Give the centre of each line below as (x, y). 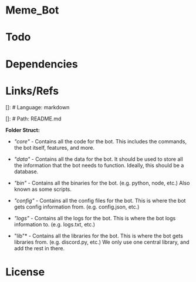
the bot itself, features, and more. (54, 147)
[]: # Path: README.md (33, 119)
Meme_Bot (32, 10)
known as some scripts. (43, 189)
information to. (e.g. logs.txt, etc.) (54, 224)
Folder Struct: (23, 130)
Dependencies (42, 64)
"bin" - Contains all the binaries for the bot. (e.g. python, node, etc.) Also (102, 183)
